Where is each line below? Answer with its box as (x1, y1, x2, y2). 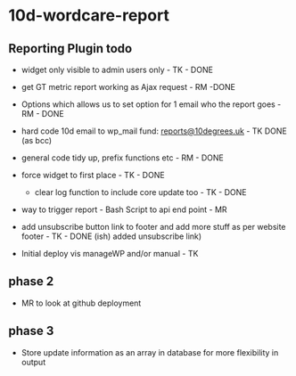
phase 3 (8, 323, 54, 339)
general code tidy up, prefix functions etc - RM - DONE (21, 152, 225, 163)
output (21, 356, 46, 367)
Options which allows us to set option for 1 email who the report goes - (21, 99, 282, 110)
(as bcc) (21, 135, 53, 145)
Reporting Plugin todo (8, 41, 133, 56)
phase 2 (8, 274, 54, 290)
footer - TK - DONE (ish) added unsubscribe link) (21, 231, 202, 241)
